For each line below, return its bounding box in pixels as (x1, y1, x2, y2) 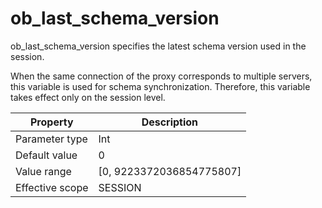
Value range (15, 164, 72, 178)
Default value (15, 148, 78, 162)
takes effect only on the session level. (10, 91, 166, 103)
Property (29, 115, 74, 129)
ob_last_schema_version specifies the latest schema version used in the (10, 40, 307, 52)
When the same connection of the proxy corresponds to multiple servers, (10, 70, 313, 82)
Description (141, 115, 199, 129)
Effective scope (15, 180, 89, 194)
